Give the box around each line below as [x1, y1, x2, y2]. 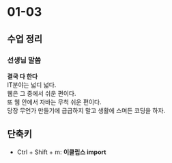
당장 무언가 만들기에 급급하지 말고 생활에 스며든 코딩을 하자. [7, 106, 166, 114]
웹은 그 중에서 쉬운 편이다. [7, 89, 76, 97]
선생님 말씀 [7, 55, 42, 65]
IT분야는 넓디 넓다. [7, 80, 57, 89]
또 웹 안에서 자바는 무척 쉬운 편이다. [7, 97, 102, 106]
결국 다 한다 [7, 72, 38, 80]
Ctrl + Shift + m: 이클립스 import [16, 148, 106, 156]
